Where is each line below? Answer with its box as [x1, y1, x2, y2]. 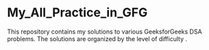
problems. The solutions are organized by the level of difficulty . [7, 34, 187, 42]
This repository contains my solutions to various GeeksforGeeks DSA [7, 27, 202, 36]
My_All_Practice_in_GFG [7, 5, 148, 21]
